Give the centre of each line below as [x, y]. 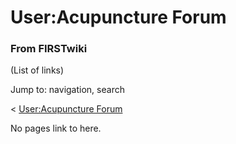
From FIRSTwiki [49, 49]
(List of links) [37, 70]
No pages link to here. [56, 128]
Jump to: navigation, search [67, 90]
